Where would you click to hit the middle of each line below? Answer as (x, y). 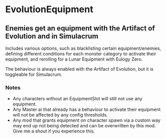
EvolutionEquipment (49, 9)
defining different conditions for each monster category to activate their (81, 54)
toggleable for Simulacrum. (34, 74)
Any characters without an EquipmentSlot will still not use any (77, 99)
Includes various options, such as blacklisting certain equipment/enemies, (83, 48)
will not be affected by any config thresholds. (60, 115)
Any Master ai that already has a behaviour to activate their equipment (87, 109)
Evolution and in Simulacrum (52, 36)
